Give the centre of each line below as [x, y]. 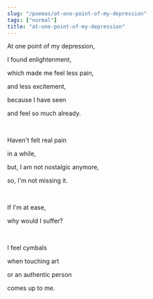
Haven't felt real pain [37, 140]
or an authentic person [40, 275]
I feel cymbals [27, 248]
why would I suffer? [35, 221]
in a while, [22, 154]
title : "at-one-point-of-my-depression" [66, 26]
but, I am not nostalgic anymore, [53, 167]
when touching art [33, 262]
